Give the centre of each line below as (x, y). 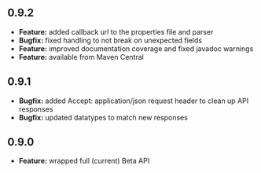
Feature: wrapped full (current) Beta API (84, 161)
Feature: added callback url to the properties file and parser (116, 31)
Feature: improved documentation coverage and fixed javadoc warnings (136, 48)
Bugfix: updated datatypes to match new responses (103, 117)
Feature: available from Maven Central (81, 57)
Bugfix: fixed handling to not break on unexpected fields (110, 40)
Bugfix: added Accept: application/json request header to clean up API (134, 101)
